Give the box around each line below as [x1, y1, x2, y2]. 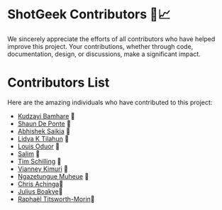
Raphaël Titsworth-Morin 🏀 [17, 194, 95, 203]
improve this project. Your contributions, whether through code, [7, 42, 194, 50]
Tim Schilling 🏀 [17, 157, 62, 165]
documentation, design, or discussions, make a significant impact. [7, 50, 201, 58]
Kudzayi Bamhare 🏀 [17, 111, 75, 120]
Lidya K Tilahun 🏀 [17, 134, 70, 143]
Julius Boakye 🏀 [17, 187, 63, 196]
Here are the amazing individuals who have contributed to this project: [7, 98, 213, 106]
